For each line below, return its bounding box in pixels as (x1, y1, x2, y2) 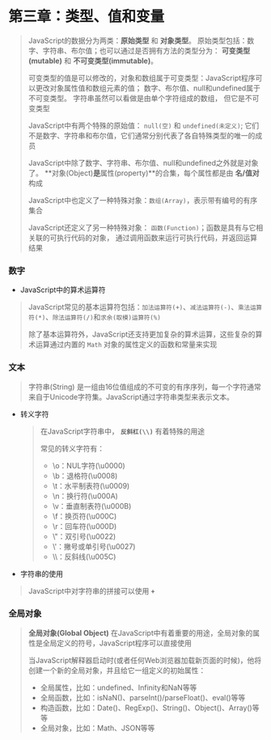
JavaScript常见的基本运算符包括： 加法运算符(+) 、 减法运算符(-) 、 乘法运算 (28, 302, 263, 312)
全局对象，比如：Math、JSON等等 (40, 723, 155, 733)
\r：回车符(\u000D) (52, 521, 117, 531)
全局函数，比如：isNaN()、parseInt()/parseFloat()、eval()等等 (40, 692, 246, 702)
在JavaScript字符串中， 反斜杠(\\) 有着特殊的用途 (40, 426, 205, 436)
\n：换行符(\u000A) (52, 491, 119, 501)
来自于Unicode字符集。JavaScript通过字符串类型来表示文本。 (28, 391, 235, 401)
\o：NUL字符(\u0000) (52, 460, 125, 470)
